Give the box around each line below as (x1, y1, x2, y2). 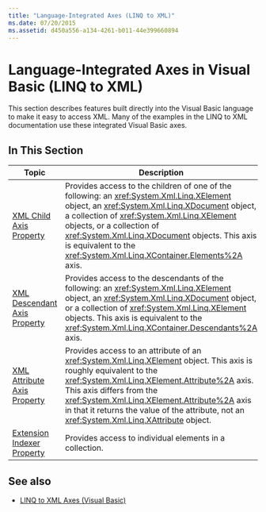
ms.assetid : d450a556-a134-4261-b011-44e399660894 (8, 26, 179, 34)
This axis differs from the (64, 385, 158, 396)
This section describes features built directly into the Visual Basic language (8, 104, 253, 114)
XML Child (12, 210, 51, 221)
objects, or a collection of (64, 220, 160, 231)
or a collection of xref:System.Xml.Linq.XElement (64, 302, 247, 314)
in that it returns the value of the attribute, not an (64, 405, 245, 416)
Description (138, 167, 184, 179)
